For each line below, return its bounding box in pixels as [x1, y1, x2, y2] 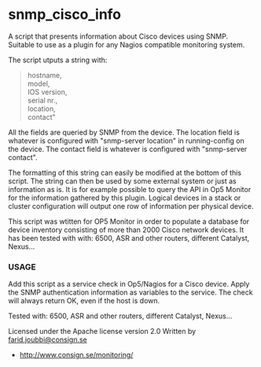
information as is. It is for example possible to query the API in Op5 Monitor [8, 184, 252, 194]
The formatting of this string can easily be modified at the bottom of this [8, 168, 242, 177]
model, [27, 79, 50, 88]
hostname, [27, 70, 63, 80]
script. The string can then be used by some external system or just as [8, 176, 237, 186]
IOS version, [27, 87, 68, 96]
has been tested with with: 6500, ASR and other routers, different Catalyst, [8, 233, 250, 243]
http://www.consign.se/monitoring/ [19, 350, 134, 360]
